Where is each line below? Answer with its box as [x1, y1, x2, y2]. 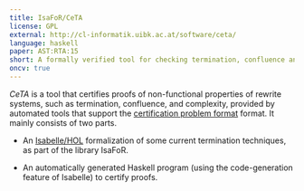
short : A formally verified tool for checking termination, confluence [9, 55, 285, 64]
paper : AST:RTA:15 [9, 47, 79, 56]
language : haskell [9, 38, 79, 48]
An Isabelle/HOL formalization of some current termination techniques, [22, 135, 287, 146]
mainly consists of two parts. [9, 117, 118, 128]
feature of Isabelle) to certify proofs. [22, 171, 158, 182]
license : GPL [9, 22, 59, 31]
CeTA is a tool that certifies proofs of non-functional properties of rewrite [9, 88, 282, 100]
